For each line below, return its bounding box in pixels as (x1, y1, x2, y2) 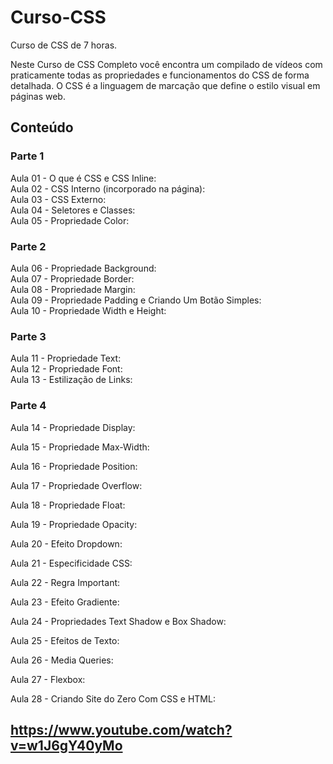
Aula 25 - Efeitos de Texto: (10, 634, 120, 646)
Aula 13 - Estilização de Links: (10, 374, 133, 386)
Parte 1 (10, 149, 45, 163)
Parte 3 (10, 329, 47, 343)
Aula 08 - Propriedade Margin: (10, 283, 136, 295)
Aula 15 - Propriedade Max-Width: (10, 441, 150, 453)
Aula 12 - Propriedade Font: (10, 363, 123, 375)
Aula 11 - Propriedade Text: (10, 352, 122, 365)
